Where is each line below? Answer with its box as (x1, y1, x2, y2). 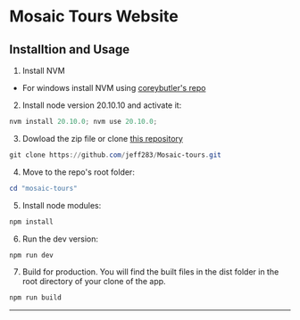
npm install (9, 217, 54, 226)
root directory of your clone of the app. (21, 276, 167, 287)
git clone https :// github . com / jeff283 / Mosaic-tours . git (9, 150, 221, 160)
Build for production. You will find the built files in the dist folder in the (21, 267, 279, 277)
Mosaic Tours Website (9, 6, 179, 27)
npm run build (9, 293, 62, 302)
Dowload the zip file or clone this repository (21, 133, 183, 144)
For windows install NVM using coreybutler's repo (21, 83, 206, 93)
